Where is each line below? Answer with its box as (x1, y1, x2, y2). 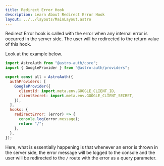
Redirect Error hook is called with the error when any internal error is (5, 31, 148, 37)
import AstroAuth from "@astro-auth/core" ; (5, 61, 98, 66)
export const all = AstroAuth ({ (5, 74, 73, 79)
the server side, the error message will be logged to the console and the (5, 149, 155, 156)
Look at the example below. (5, 51, 63, 57)
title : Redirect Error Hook (5, 7, 65, 13)
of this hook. (5, 41, 31, 47)
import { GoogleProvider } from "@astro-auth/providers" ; (5, 65, 130, 70)
